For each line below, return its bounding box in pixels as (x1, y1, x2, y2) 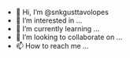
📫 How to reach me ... (15, 42, 89, 50)
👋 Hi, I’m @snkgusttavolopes (15, 8, 109, 16)
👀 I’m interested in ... (15, 16, 83, 25)
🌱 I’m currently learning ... (15, 24, 100, 33)
